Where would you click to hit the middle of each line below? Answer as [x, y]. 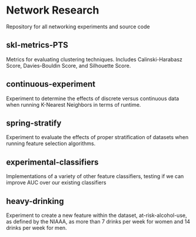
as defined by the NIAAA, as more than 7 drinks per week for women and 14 [98, 221]
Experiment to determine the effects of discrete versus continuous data [93, 98]
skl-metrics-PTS [37, 45]
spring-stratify [34, 123]
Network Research [53, 10]
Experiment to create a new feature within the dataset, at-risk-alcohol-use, [97, 215]
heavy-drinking [35, 201]
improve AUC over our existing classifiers [56, 183]
